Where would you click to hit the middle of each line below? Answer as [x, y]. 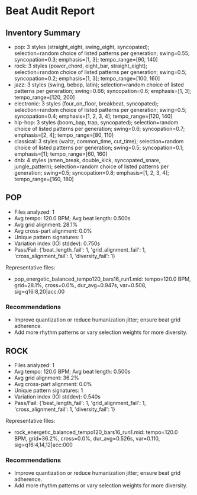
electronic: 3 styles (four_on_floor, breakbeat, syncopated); [86, 104]
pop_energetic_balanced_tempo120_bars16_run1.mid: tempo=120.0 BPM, [102, 279]
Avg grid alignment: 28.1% [46, 224]
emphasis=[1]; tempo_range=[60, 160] [61, 154]
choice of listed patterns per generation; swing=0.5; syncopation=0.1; [99, 147]
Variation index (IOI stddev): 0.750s [57, 243]
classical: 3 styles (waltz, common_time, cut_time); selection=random [99, 141]
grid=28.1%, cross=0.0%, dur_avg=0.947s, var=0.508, [80, 285]
